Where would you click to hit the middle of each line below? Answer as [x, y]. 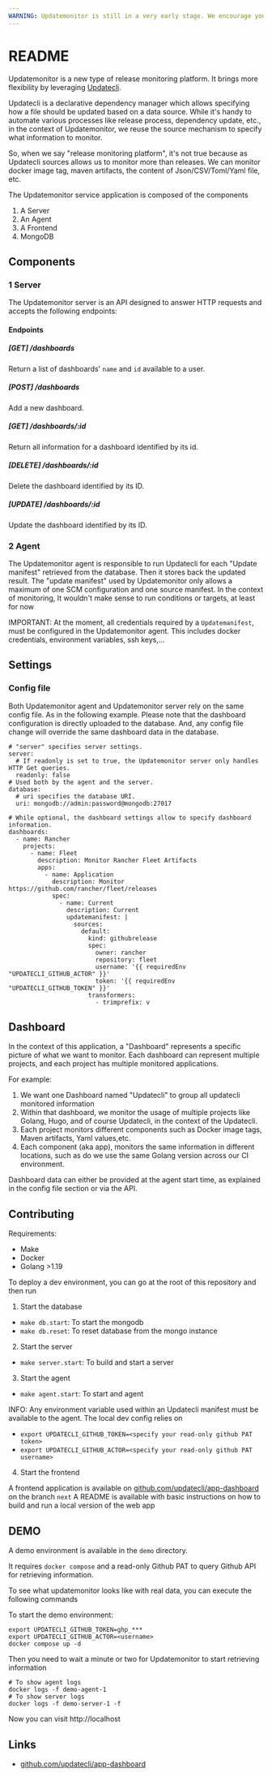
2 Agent [24, 546]
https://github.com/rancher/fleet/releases [83, 888]
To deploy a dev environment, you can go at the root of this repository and [132, 1282]
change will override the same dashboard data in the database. [114, 732]
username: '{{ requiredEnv [140, 966]
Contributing [41, 1214]
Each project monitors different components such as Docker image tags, [141, 1129]
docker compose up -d [45, 1644]
